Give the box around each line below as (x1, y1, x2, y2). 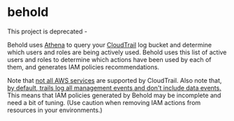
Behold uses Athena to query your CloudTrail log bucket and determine (7, 40, 212, 49)
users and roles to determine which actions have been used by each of (7, 55, 212, 63)
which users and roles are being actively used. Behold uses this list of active (7, 48, 227, 56)
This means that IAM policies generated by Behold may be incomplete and (7, 91, 221, 99)
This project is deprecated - (7, 27, 87, 35)
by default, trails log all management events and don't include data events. (7, 83, 221, 92)
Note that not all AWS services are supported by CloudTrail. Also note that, (7, 76, 222, 84)
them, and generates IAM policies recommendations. (7, 63, 159, 71)
